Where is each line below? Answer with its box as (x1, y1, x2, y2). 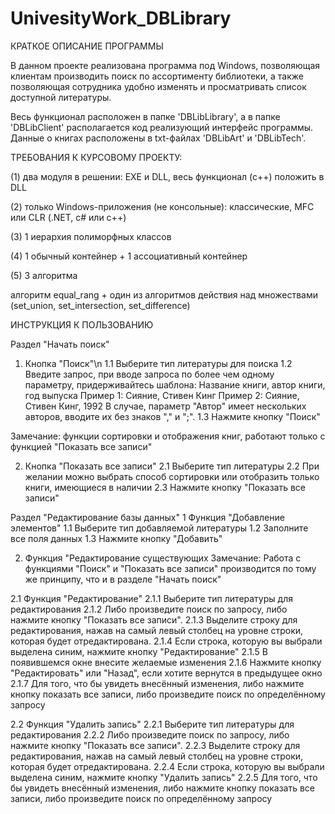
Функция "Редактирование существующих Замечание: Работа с (24, 552, 302, 564)
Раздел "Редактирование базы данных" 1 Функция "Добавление (10, 511, 285, 523)
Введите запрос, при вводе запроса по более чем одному (24, 368, 275, 380)
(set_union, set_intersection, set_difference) (10, 299, 191, 311)
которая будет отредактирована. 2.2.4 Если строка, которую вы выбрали (10, 760, 325, 772)
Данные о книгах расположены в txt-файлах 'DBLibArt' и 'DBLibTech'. (10, 132, 307, 144)
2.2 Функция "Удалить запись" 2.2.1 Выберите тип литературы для (10, 718, 295, 730)
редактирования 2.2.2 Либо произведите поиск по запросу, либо (10, 728, 290, 741)
